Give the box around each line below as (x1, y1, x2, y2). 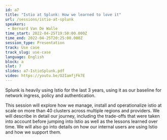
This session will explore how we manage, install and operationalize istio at (5, 102, 162, 108)
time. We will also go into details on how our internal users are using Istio (5, 123, 158, 129)
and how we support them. (5, 129, 62, 135)
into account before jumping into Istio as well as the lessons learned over (5, 118, 158, 124)
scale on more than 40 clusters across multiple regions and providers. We (5, 107, 160, 114)
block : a (5, 59, 24, 64)
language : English (5, 54, 44, 60)
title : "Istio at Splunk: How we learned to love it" (5, 12, 122, 17)
